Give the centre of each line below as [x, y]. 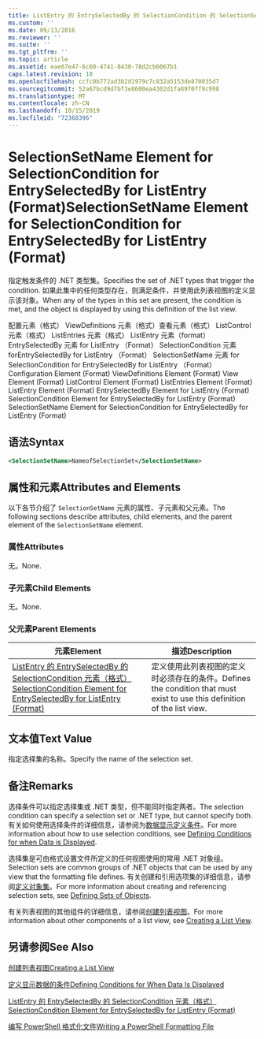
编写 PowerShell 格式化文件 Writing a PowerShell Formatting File [111, 1026]
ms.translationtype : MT [47, 96]
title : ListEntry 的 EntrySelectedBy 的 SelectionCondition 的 [112, 15]
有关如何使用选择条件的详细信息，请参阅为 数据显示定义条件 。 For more [123, 825]
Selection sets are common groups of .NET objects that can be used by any [130, 867]
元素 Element [78, 651]
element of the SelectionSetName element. [76, 525]
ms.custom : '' [31, 23]
